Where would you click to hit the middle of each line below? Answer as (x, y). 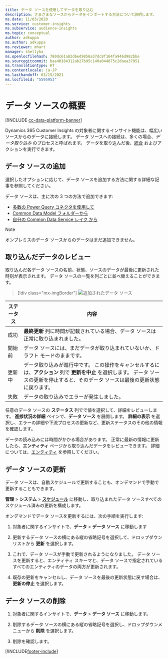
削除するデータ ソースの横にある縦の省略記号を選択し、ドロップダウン (85, 624)
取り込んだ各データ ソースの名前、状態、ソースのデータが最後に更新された (82, 270)
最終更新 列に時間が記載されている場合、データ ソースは (90, 331)
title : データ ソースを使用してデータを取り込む (49, 10)
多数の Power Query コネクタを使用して (53, 207)
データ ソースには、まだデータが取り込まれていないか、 (89, 348)
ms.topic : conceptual (28, 33)
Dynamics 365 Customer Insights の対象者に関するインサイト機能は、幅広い (84, 130)
